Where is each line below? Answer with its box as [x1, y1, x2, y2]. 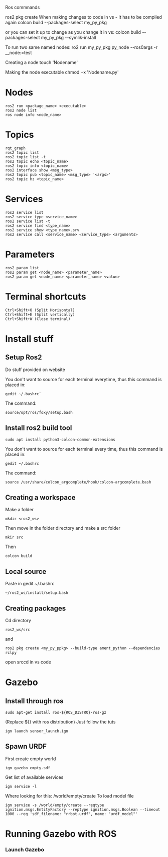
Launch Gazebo [5, 846, 44, 853]
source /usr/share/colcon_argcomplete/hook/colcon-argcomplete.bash [5, 479, 151, 484]
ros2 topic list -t [5, 154, 46, 159]
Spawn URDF [5, 742, 47, 751]
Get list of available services [5, 774, 64, 780]
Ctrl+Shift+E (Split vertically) [5, 312, 75, 317]
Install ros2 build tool [5, 423, 72, 433]
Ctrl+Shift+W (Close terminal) [5, 316, 71, 322]
